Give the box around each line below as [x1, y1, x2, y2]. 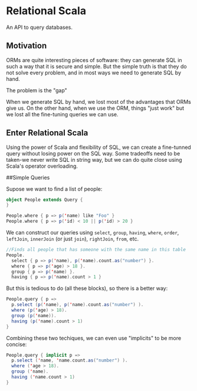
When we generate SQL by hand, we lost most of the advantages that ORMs [6, 98, 192, 105]
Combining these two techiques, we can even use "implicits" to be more [6, 334, 182, 341]
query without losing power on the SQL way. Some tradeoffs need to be [6, 149, 180, 157]
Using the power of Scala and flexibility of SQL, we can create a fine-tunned [6, 144, 192, 151]
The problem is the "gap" [6, 87, 68, 94]
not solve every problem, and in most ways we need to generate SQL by [6, 69, 182, 76]
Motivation [6, 41, 47, 51]
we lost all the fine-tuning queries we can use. [6, 110, 119, 118]
